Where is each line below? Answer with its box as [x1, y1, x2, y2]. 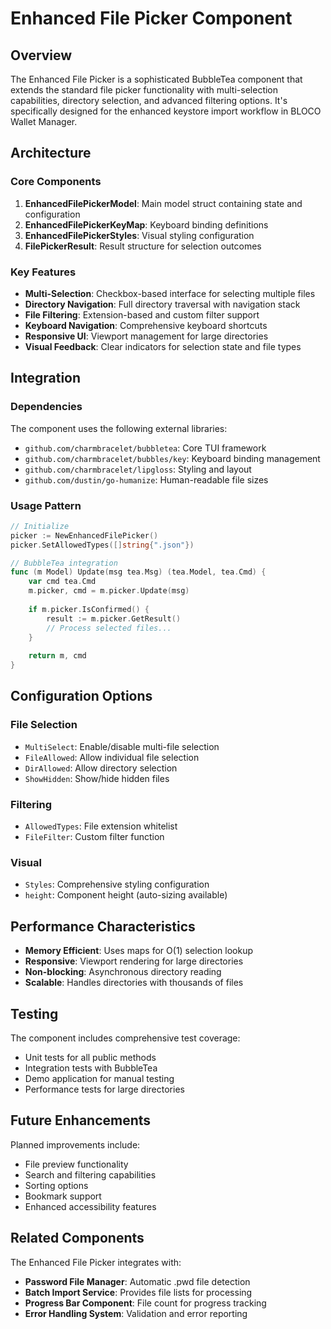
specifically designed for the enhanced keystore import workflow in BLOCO [10, 105, 322, 117]
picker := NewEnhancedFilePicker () [10, 530, 159, 541]
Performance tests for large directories [24, 1083, 185, 1095]
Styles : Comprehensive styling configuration [24, 878, 210, 891]
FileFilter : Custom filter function [24, 831, 165, 843]
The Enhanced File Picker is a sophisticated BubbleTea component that [10, 73, 303, 85]
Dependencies [10, 400, 83, 414]
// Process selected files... [46, 623, 172, 633]
